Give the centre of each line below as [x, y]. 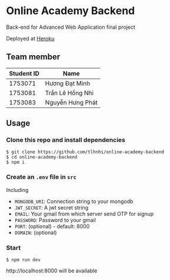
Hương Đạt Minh [67, 83]
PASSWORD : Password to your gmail [55, 220]
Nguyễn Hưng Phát [71, 102]
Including [17, 190]
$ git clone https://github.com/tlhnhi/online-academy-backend [85, 152]
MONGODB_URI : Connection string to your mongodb [74, 201]
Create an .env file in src [41, 177]
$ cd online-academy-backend [42, 157]
